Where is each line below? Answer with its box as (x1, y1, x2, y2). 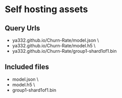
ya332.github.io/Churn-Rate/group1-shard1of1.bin (12, 48, 117, 54)
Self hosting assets (5, 4, 88, 15)
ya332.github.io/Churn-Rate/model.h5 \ (12, 43, 95, 49)
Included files (5, 62, 50, 72)
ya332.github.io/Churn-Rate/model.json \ (12, 37, 99, 43)
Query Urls (5, 24, 40, 32)
